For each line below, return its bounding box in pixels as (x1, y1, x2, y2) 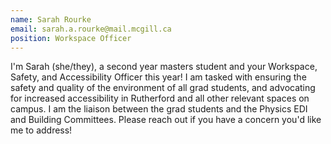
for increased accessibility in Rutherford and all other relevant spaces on (10, 92, 310, 105)
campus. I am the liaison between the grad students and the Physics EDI (10, 103, 308, 115)
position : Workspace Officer (10, 33, 132, 43)
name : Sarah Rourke (10, 14, 92, 25)
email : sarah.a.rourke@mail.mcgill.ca (10, 24, 172, 34)
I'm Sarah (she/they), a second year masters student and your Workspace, (10, 61, 318, 73)
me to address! (10, 124, 73, 136)
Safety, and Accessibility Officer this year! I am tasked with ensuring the (10, 71, 307, 83)
